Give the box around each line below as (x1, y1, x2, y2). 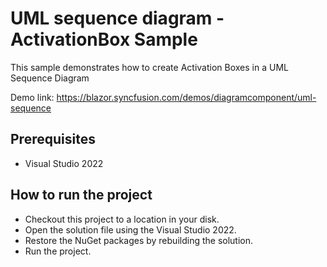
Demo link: (10, 91, 55, 103)
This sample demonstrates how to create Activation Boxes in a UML (10, 61, 289, 73)
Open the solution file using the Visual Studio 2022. (24, 223, 237, 236)
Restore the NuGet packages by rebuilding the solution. (24, 234, 254, 246)
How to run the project (10, 187, 153, 204)
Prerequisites (10, 131, 96, 148)
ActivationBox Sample (10, 28, 198, 51)
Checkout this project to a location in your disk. (24, 213, 220, 225)
